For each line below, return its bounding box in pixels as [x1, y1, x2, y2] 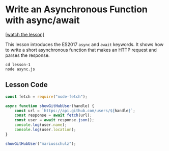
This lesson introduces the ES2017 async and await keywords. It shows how [5, 41, 164, 47]
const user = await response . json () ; [14, 118, 95, 123]
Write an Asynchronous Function [5, 4, 148, 15]
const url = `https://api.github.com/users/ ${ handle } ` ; [14, 108, 136, 113]
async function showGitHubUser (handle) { [5, 103, 95, 109]
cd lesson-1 [5, 62, 31, 67]
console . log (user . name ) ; [14, 122, 67, 127]
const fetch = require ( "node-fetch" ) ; [5, 94, 88, 99]
